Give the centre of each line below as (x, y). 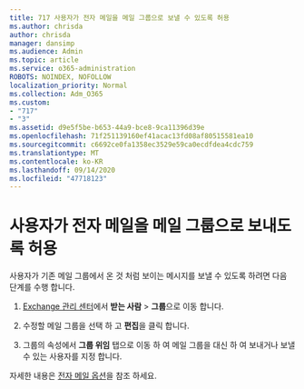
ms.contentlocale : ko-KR (56, 161)
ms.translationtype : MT (54, 153)
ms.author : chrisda (46, 26)
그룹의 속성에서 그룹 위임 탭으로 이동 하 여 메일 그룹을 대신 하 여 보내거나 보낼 (159, 345)
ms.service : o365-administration (73, 69)
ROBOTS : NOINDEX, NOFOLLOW (60, 77)
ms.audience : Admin (46, 52)
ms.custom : (30, 102)
